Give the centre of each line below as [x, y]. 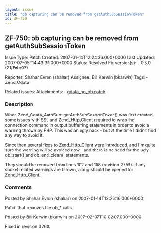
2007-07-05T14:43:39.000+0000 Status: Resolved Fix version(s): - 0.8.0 [78, 63]
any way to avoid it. [24, 135]
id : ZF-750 [16, 18]
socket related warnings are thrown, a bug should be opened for [69, 170]
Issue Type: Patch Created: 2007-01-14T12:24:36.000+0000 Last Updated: [80, 58]
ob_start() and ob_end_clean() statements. [47, 155]
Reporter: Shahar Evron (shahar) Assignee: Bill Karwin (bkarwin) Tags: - [77, 77]
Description [19, 104]
